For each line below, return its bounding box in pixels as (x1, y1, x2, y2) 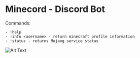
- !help (5, 29, 22, 34)
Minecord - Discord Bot (5, 3, 106, 15)
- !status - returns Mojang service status (5, 38, 99, 43)
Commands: (5, 20, 31, 26)
